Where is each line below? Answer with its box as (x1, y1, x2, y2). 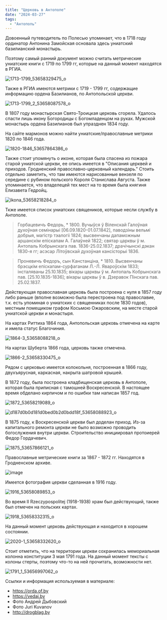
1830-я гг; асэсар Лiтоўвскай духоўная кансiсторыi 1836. (17, 249, 139, 255)
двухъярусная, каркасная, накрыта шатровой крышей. (5, 369, 123, 376)
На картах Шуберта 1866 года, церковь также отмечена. (5, 345, 126, 351)
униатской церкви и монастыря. (5, 310, 74, 316)
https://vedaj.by (12, 593, 45, 599)
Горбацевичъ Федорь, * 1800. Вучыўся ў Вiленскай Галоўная (17, 222, 147, 228)
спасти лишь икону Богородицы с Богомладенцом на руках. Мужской (5, 116, 155, 122)
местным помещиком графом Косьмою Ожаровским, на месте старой (5, 305, 157, 311)
